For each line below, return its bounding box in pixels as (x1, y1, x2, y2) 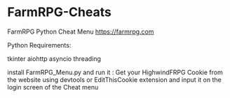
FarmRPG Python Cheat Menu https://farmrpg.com (7, 27, 154, 36)
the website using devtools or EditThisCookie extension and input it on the (7, 75, 222, 84)
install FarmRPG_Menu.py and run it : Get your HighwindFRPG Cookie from (7, 68, 223, 76)
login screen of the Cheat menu (7, 83, 99, 91)
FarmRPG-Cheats (7, 4, 112, 20)
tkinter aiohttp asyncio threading (7, 54, 102, 63)
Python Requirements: (7, 41, 72, 49)
